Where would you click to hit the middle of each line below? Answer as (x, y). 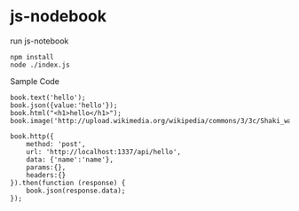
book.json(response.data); (76, 191)
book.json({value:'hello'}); (64, 105)
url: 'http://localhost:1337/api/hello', (103, 152)
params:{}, (46, 167)
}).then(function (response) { (68, 183)
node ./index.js (40, 65)
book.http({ (32, 136)
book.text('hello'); (48, 98)
